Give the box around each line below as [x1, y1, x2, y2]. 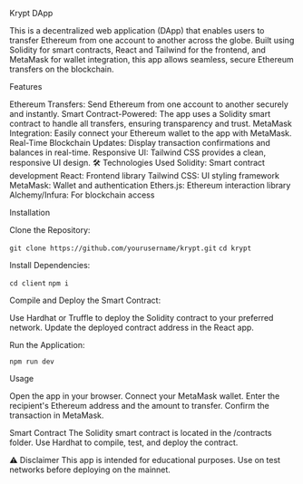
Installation [9, 208, 51, 218]
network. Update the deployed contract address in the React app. [9, 322, 254, 333]
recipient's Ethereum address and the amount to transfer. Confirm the [9, 401, 269, 411]
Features [9, 82, 43, 92]
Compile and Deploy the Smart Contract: [9, 295, 161, 305]
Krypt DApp [9, 8, 54, 18]
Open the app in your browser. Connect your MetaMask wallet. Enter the [9, 391, 280, 402]
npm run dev [9, 357, 54, 366]
